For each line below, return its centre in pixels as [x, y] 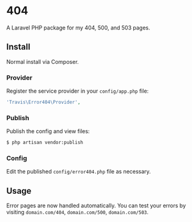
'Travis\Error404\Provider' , [43, 102]
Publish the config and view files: [48, 131]
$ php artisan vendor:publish [45, 143]
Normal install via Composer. [43, 61]
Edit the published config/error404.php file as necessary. [79, 172]
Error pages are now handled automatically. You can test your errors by [96, 205]
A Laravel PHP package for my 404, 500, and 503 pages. [78, 28]
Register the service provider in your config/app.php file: [77, 91]
